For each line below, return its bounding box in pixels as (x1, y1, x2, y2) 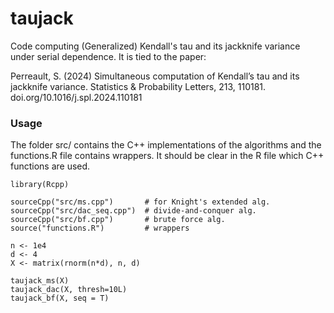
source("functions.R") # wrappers (10, 223, 190, 234)
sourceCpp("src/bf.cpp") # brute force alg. (10, 215, 226, 225)
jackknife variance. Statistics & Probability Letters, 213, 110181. (10, 80, 267, 92)
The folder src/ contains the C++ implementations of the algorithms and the (10, 139, 322, 151)
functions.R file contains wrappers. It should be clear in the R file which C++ (10, 150, 325, 162)
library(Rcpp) (10, 180, 70, 190)
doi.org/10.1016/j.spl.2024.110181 (10, 91, 143, 103)
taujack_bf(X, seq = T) (10, 293, 110, 304)
